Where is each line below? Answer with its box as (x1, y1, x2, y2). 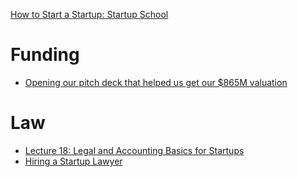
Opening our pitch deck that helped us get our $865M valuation (24, 76, 288, 88)
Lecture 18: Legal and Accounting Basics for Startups (24, 144, 245, 156)
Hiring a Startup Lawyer (24, 155, 123, 167)
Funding (10, 44, 80, 66)
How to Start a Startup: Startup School (10, 9, 169, 20)
